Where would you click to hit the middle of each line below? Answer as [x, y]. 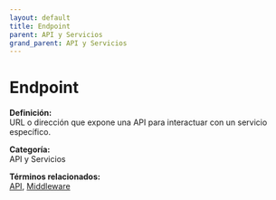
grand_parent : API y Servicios [68, 43]
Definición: [31, 113]
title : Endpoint [40, 26]
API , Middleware [40, 186]
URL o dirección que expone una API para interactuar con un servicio [138, 122]
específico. [30, 132]
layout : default [40, 18]
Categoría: [30, 149]
